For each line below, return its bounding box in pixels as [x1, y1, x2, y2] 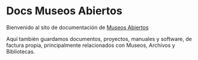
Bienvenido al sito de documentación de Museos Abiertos [6, 24, 149, 31]
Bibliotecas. [6, 48, 35, 55]
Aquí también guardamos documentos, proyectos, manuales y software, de [6, 35, 192, 42]
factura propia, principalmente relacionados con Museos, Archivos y [6, 42, 175, 49]
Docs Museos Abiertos [6, 4, 123, 18]
